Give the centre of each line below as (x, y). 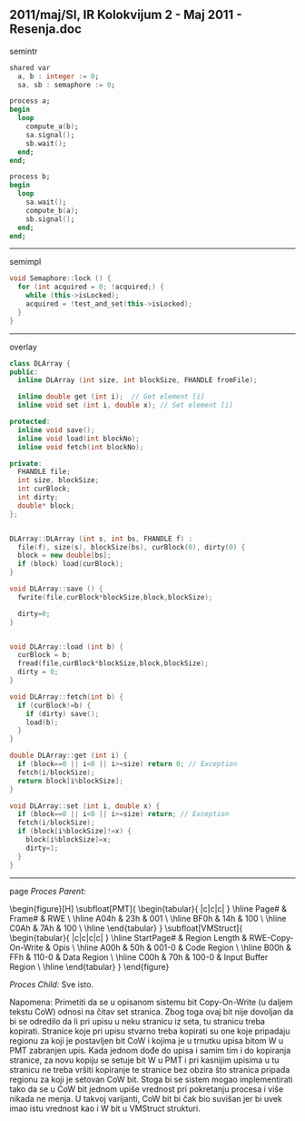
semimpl (25, 262)
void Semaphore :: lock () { (60, 278)
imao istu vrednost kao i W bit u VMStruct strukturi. (105, 1108)
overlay (24, 347)
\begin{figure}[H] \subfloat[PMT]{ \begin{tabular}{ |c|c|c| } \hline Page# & (148, 908)
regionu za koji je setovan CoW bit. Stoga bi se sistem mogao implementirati (151, 1079)
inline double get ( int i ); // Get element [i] (111, 397)
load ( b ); (42, 722)
